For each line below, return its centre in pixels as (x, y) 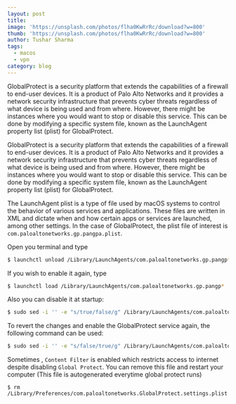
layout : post (26, 14)
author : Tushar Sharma (40, 40)
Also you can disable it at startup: (55, 299)
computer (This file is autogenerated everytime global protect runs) (105, 374)
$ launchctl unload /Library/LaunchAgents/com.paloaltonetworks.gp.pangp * (119, 260)
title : (17, 20)
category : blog (29, 66)
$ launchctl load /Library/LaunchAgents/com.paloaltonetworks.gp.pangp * (116, 286)
